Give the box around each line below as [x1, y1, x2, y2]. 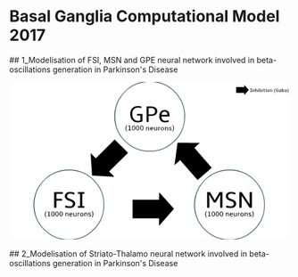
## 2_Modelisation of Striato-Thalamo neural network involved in [9, 248, 248, 259]
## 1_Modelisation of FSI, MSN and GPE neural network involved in [9, 54, 255, 65]
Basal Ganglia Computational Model [9, 6, 280, 27]
